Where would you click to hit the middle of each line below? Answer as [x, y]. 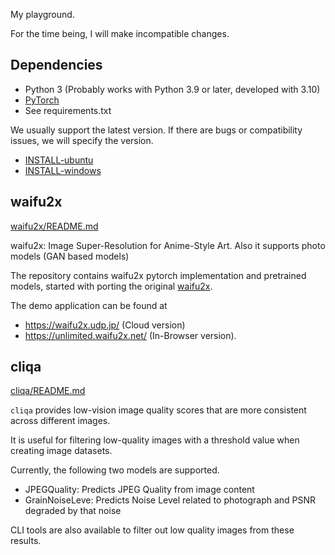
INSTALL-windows [63, 170]
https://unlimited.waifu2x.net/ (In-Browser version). [130, 335]
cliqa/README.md [48, 391]
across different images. [60, 421]
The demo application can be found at [89, 305]
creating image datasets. [61, 451]
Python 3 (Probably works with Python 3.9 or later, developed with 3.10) [172, 89]
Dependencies [56, 65]
